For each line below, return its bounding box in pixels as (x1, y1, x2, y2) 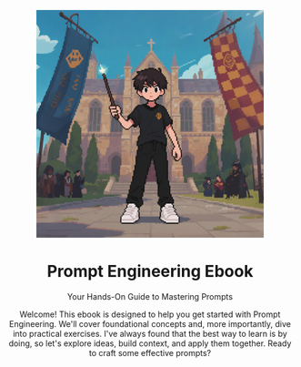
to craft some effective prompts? (88, 347, 212, 358)
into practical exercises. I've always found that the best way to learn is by (12, 328, 288, 339)
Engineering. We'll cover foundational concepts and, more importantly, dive (9, 318, 291, 329)
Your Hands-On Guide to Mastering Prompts (66, 291, 234, 301)
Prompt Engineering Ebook (46, 261, 254, 282)
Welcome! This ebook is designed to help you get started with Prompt (19, 309, 281, 320)
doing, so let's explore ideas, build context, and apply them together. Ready (8, 338, 292, 349)
